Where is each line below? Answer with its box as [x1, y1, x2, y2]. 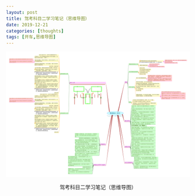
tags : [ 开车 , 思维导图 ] [6, 34, 56, 40]
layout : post [6, 9, 38, 15]
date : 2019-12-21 [6, 22, 48, 27]
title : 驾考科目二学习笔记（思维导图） [6, 15, 90, 22]
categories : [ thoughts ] [6, 28, 64, 34]
